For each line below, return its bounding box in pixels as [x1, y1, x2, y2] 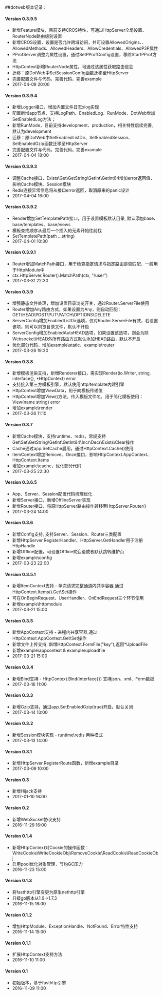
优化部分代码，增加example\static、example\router [12, 342, 115, 348]
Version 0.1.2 [5, 912, 32, 918]
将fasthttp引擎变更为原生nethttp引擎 [12, 889, 85, 895]
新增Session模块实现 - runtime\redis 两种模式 [12, 732, 103, 738]
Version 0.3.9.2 [5, 204, 37, 210]
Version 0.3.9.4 [5, 92, 37, 99]
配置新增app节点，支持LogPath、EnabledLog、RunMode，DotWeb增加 [12, 110, 156, 116]
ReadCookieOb [128, 850, 159, 856]
